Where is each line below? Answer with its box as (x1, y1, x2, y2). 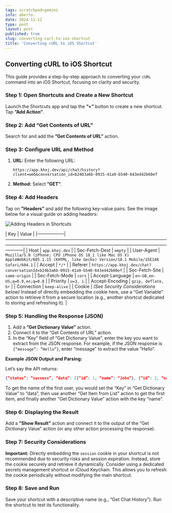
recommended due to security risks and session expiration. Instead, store (5, 456, 161, 462)
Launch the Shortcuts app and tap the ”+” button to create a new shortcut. (5, 103, 163, 109)
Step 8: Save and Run (5, 485, 60, 492)
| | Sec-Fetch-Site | (123, 267, 164, 273)
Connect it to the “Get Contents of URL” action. (12, 330, 113, 336)
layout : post (5, 27, 33, 32)
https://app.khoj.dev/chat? (92, 262, 152, 268)
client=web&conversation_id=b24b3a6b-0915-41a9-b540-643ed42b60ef (12, 172, 158, 177)
